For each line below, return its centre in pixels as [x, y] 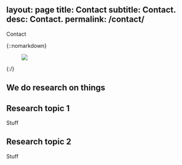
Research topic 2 [39, 142]
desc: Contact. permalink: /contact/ [75, 20]
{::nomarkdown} [27, 45]
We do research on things [56, 88]
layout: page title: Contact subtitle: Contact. [91, 10]
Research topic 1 [38, 108]
